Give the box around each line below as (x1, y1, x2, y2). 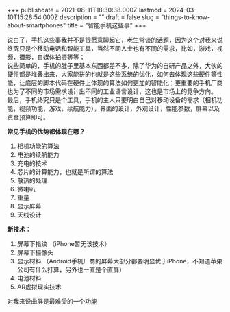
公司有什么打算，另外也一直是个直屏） (16, 265, 125, 274)
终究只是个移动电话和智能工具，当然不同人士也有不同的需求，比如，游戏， (7, 45, 217, 52)
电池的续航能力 (16, 151, 60, 158)
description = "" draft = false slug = (59, 13, 159, 21)
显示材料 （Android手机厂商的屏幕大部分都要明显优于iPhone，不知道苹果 (16, 257, 223, 265)
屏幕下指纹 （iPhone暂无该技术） (16, 240, 111, 248)
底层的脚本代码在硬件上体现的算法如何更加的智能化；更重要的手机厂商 (25, 79, 223, 86)
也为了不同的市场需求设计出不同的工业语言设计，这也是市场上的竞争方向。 (7, 87, 217, 95)
